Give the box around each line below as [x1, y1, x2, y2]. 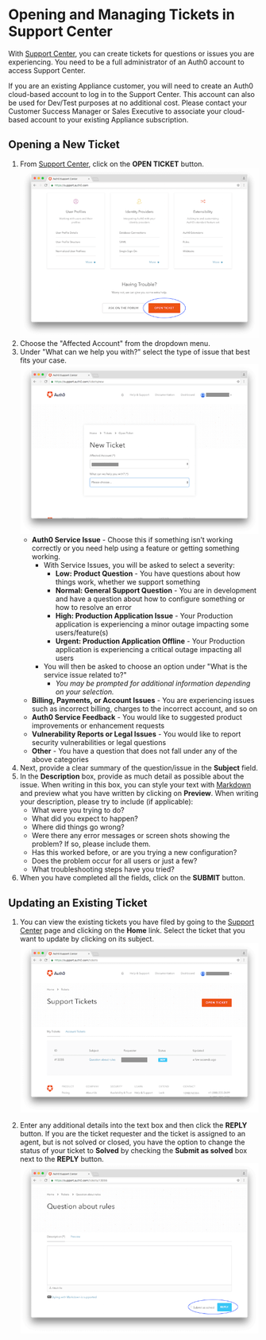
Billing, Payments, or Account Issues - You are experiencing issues [31, 696, 255, 705]
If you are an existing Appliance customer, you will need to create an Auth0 [8, 81, 254, 91]
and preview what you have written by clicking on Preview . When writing [19, 789, 259, 798]
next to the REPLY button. [19, 1155, 105, 1164]
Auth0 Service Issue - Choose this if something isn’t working [31, 535, 233, 545]
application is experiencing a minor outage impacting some [55, 620, 249, 629]
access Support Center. [8, 65, 86, 75]
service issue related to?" [43, 670, 127, 680]
